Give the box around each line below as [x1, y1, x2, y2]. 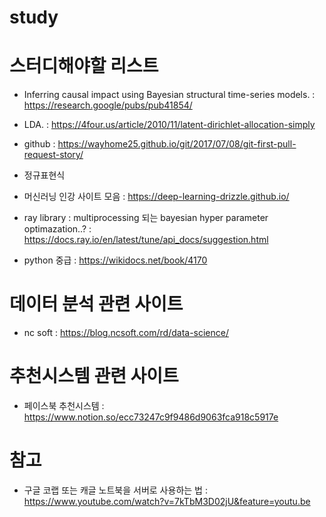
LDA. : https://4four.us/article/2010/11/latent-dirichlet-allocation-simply [23, 119, 316, 131]
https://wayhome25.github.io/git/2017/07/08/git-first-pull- [57, 138, 297, 150]
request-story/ [23, 149, 84, 161]
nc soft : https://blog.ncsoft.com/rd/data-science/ [23, 327, 230, 339]
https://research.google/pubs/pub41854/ [23, 99, 193, 111]
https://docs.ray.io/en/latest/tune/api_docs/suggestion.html [23, 234, 269, 246]
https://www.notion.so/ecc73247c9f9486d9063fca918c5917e [23, 411, 279, 423]
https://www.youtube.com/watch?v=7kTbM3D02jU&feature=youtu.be [23, 495, 311, 507]
